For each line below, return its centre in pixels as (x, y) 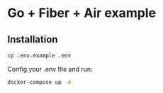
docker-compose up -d (39, 82)
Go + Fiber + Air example (82, 13)
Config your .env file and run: (50, 69)
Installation (33, 39)
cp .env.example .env (39, 55)
